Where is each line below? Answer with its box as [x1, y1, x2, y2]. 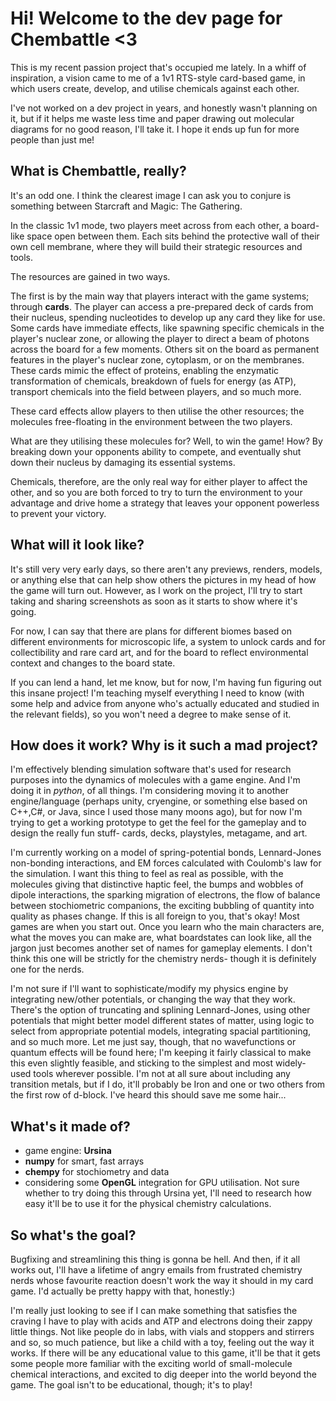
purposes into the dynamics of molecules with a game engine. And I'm [10, 774, 301, 786]
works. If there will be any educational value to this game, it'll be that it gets [10, 1347, 321, 1359]
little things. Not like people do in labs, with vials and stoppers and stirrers [10, 1326, 315, 1337]
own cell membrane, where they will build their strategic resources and [10, 240, 303, 252]
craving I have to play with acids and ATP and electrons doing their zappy [10, 1315, 313, 1327]
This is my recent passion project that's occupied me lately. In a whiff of [10, 61, 307, 73]
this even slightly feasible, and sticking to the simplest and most [10, 1057, 274, 1069]
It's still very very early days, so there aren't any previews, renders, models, [10, 563, 323, 575]
